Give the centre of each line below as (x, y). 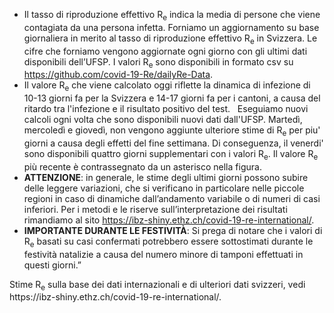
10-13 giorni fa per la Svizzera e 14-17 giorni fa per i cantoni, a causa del (172, 98)
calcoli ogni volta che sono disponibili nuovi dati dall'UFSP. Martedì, (163, 120)
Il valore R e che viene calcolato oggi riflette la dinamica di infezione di (167, 86)
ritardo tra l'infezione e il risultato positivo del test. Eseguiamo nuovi (166, 109)
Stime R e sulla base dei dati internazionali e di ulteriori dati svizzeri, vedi (157, 285)
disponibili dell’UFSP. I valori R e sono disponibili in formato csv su (158, 62)
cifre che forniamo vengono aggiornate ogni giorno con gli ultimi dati (165, 51)
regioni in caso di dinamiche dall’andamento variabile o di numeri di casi (172, 198)
